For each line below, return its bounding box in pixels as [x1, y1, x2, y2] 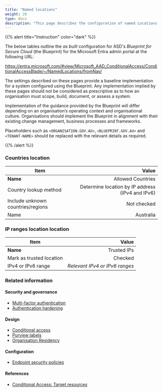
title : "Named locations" [5, 7, 57, 12]
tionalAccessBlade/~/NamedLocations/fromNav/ [5, 69, 102, 75]
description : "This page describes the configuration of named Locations [5, 20, 158, 26]
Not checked [126, 200, 156, 207]
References [5, 371, 29, 376]
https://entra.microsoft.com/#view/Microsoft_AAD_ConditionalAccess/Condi [5, 63, 158, 69]
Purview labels [12, 332, 42, 338]
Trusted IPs [108, 246, 134, 253]
